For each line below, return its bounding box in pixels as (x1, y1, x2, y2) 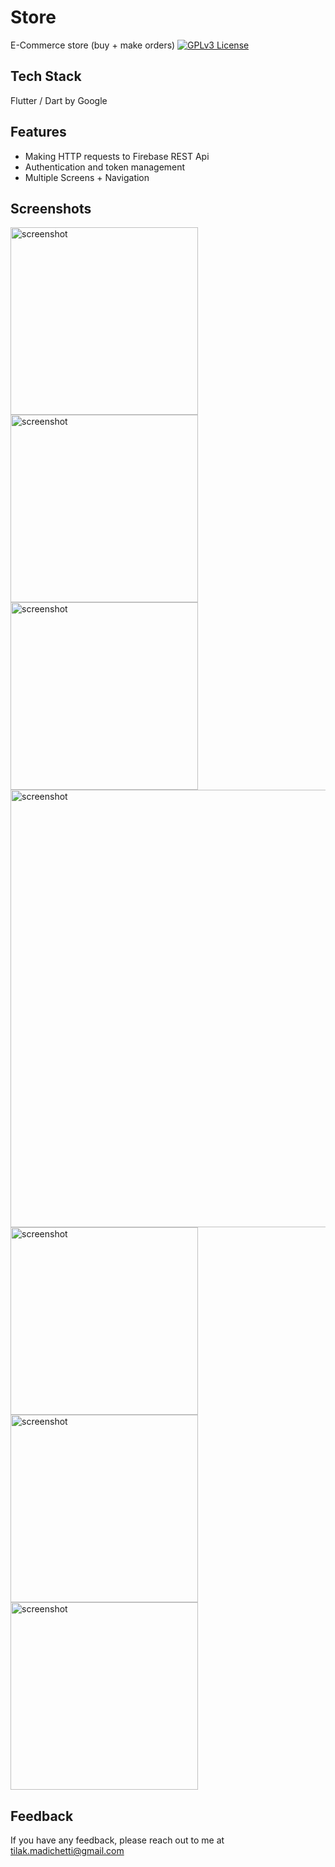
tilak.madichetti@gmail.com (10, 1845, 125, 1857)
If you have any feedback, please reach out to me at (10, 1834, 225, 1846)
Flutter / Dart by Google (10, 94, 108, 106)
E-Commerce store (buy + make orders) (10, 39, 176, 51)
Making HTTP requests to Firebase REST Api (24, 150, 210, 162)
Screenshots (10, 200, 92, 217)
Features (10, 124, 67, 141)
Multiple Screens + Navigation (24, 171, 150, 183)
